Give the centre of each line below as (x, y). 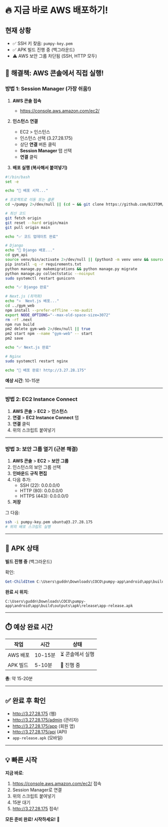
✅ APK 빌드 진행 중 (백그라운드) (43, 50)
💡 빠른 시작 (21, 760)
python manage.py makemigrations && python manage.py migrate (71, 269)
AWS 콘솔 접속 (27, 100)
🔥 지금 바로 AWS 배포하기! (57, 10)
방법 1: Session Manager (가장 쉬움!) (48, 89)
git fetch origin (23, 218)
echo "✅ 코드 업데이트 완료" (32, 236)
